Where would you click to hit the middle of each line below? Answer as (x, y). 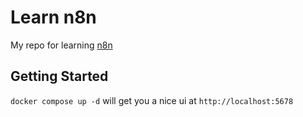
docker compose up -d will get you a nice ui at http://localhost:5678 (152, 100)
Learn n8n (53, 17)
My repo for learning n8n (61, 45)
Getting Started (59, 76)
